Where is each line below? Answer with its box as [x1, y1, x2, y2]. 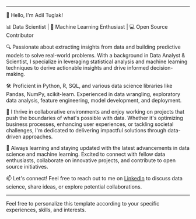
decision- [150, 64, 173, 71]
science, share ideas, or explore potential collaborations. [6, 183, 142, 190]
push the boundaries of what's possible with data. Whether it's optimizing [6, 115, 184, 121]
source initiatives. [6, 163, 48, 170]
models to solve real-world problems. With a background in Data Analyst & [6, 52, 185, 59]
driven [6, 133, 22, 140]
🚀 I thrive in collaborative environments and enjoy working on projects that [6, 108, 185, 115]
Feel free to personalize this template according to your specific [6, 200, 160, 207]
